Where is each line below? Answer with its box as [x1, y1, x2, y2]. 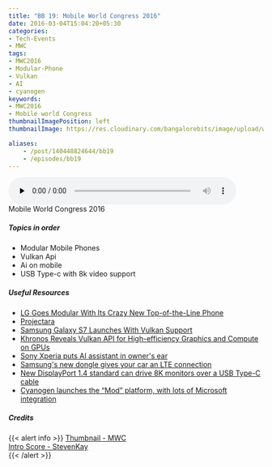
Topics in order [8, 222, 61, 232]
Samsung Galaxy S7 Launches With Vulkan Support [19, 325, 193, 335]
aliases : [8, 139, 38, 148]
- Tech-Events [8, 34, 57, 43]
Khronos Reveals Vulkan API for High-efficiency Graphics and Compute [19, 334, 259, 344]
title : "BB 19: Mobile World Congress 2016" [8, 11, 161, 20]
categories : [8, 27, 49, 35]
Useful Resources [8, 287, 70, 297]
